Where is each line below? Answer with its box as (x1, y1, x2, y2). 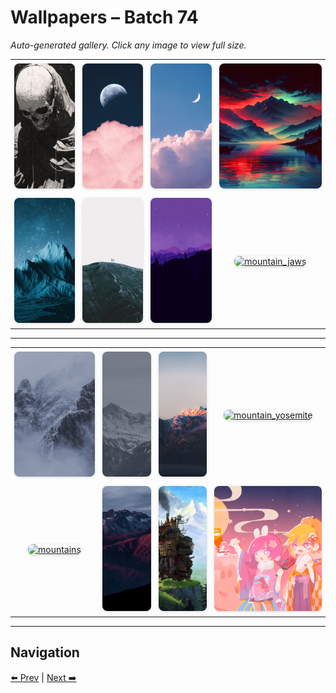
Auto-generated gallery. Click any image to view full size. (10, 39, 247, 51)
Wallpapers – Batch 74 (10, 6, 199, 29)
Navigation (10, 644, 80, 661)
